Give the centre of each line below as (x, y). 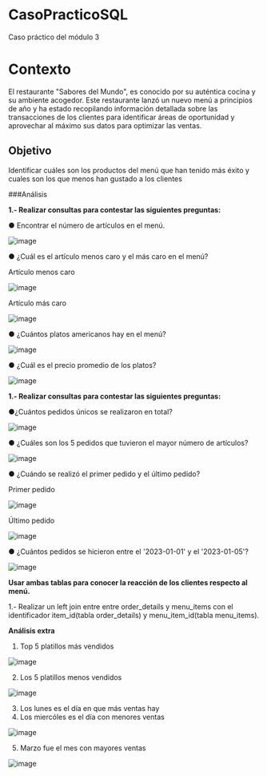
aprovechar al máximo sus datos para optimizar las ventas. (105, 125)
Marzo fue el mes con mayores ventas (83, 748)
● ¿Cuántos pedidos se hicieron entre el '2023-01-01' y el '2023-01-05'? (129, 552)
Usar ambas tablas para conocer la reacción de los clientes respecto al (128, 582)
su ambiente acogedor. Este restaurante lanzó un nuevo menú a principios (131, 100)
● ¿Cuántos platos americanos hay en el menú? (87, 333)
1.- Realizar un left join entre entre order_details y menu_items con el (121, 606)
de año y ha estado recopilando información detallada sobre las (113, 108)
